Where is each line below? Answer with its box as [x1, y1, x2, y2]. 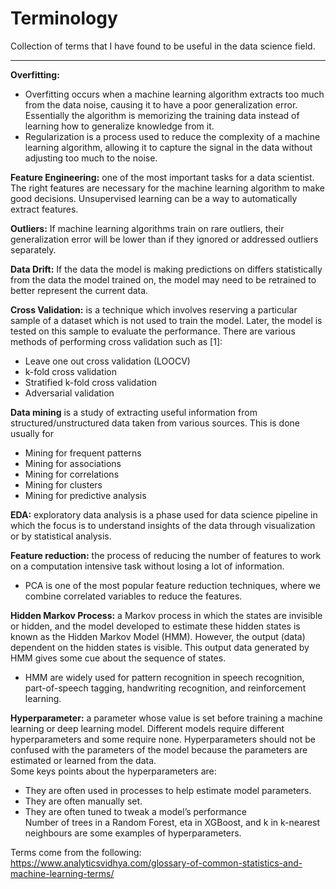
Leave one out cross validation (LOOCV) [24, 355, 191, 367]
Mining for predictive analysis [24, 489, 147, 501]
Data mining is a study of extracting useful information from [10, 406, 258, 418]
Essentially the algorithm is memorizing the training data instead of [24, 109, 300, 121]
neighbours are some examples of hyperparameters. [24, 827, 242, 839]
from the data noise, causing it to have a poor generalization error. [24, 98, 298, 111]
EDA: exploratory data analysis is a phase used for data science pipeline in [10, 508, 318, 521]
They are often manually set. [24, 795, 143, 807]
